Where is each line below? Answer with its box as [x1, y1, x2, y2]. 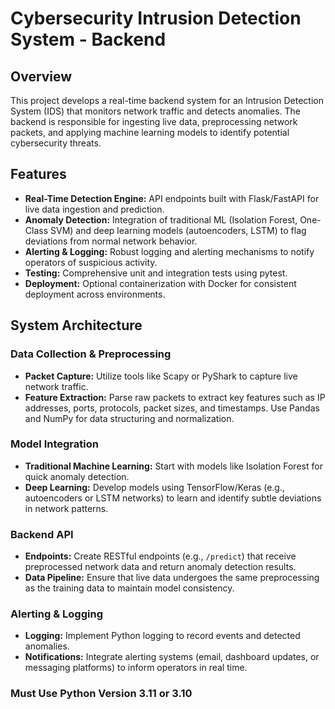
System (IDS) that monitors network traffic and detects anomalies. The [10, 105, 302, 117]
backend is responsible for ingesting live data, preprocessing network [10, 116, 298, 127]
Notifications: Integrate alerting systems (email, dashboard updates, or [24, 651, 320, 663]
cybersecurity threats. [10, 137, 102, 149]
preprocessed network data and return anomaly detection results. [24, 561, 297, 573]
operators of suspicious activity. [24, 256, 158, 268]
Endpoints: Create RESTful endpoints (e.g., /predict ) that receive [24, 550, 297, 562]
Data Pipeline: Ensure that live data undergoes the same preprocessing [24, 572, 320, 584]
